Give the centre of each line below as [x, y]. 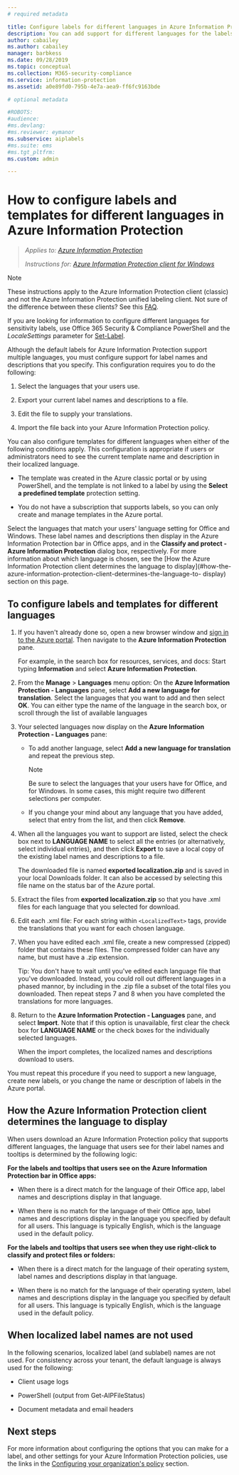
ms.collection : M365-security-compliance [70, 73]
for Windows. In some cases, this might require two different [117, 791]
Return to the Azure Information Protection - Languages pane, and [117, 1015]
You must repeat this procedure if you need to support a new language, [112, 1073]
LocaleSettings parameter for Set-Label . [67, 336]
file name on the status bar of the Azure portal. [86, 885]
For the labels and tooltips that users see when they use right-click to [112, 1247]
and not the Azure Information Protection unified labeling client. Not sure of [117, 300]
